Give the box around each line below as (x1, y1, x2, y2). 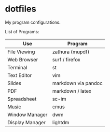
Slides (7, 80, 22, 87)
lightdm (52, 119, 69, 126)
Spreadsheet (7, 95, 37, 102)
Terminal (7, 64, 27, 71)
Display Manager (7, 119, 46, 126)
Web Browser (7, 56, 38, 63)
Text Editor (7, 72, 32, 78)
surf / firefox (52, 56, 81, 63)
